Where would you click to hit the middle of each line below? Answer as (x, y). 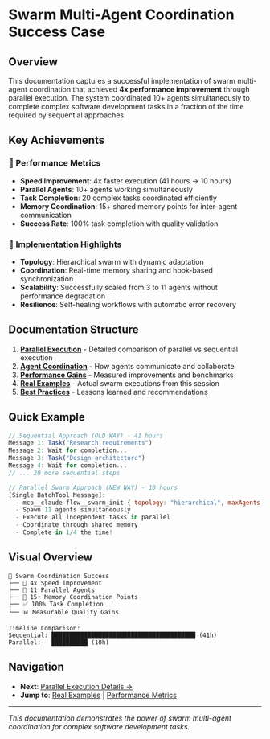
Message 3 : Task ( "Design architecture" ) (77, 458)
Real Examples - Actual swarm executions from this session (119, 383)
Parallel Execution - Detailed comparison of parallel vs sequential (129, 349)
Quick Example (47, 417)
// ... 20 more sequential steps (64, 473)
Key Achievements (57, 140)
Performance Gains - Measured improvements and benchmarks (127, 375)
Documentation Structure (74, 330)
